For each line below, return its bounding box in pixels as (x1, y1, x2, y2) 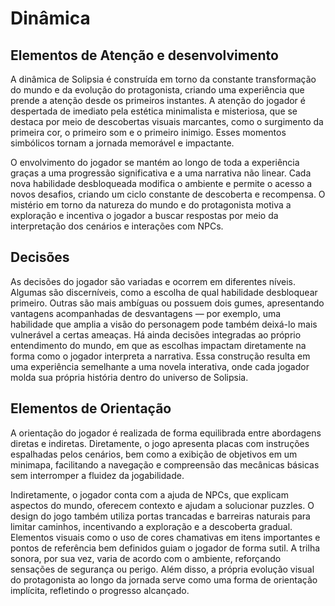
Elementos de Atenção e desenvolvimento (10, 47, 279, 64)
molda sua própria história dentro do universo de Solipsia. (10, 371, 249, 383)
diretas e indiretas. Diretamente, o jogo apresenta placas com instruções (10, 437, 310, 449)
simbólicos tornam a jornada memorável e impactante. (10, 137, 235, 149)
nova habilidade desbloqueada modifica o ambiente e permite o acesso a (10, 178, 313, 189)
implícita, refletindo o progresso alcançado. (10, 584, 190, 596)
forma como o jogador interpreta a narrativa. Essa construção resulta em (10, 350, 311, 362)
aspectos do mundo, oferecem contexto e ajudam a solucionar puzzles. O (10, 499, 315, 511)
